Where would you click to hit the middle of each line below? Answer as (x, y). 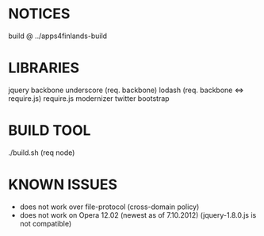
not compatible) (46, 223)
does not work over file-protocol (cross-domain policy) (109, 207)
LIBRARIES (44, 68)
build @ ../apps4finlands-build (58, 36)
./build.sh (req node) (42, 153)
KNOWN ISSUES (63, 184)
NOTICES (39, 14)
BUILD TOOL (50, 131)
